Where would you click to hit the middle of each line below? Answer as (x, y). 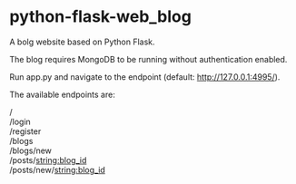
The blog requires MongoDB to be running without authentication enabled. (148, 59)
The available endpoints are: (62, 94)
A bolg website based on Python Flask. (83, 42)
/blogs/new (31, 150)
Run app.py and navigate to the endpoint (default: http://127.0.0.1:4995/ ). (145, 77)
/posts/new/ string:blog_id (58, 169)
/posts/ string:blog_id (48, 160)
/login (20, 121)
